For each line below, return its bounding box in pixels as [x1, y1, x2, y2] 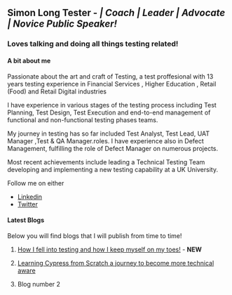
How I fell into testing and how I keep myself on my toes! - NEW [17, 245, 202, 254]
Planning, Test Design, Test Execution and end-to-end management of [7, 108, 211, 117]
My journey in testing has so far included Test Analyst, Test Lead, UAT [7, 129, 210, 138]
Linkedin [17, 192, 43, 201]
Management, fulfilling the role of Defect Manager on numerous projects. [7, 144, 219, 152]
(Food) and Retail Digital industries [7, 87, 107, 96]
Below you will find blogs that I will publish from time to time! [7, 231, 182, 240]
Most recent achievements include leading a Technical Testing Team [7, 157, 205, 166]
